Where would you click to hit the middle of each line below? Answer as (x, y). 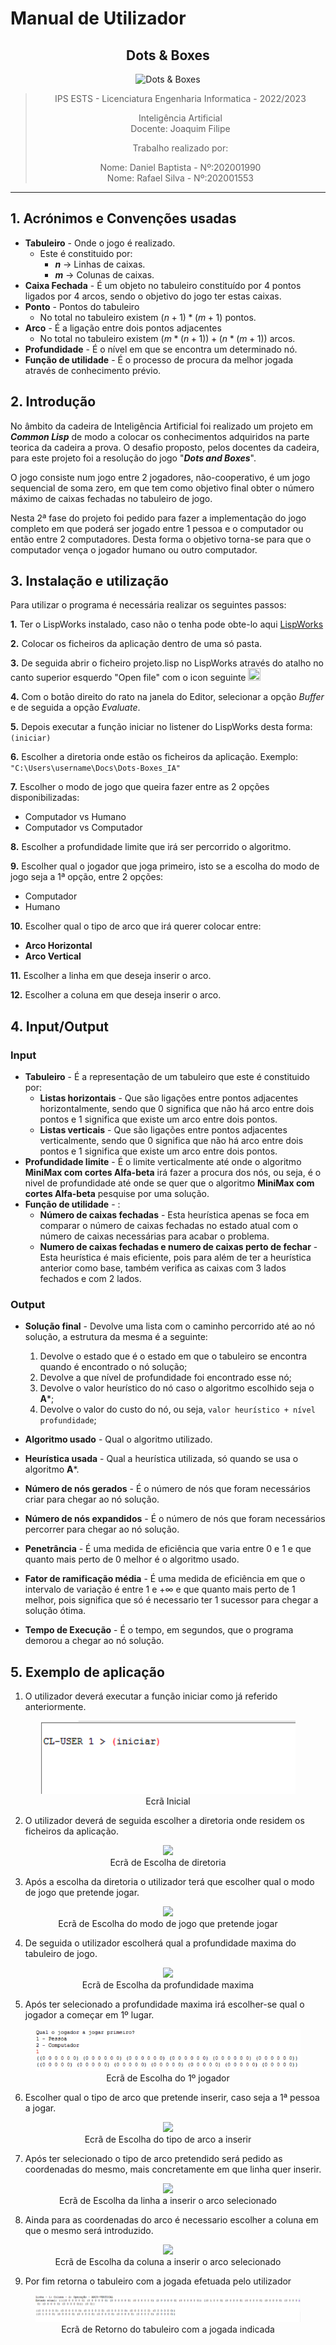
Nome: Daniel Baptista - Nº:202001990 (180, 167)
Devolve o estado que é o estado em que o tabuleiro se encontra (173, 1356)
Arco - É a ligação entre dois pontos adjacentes (123, 328)
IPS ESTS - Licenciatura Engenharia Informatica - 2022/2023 (180, 98)
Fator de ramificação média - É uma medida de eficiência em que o (165, 1579)
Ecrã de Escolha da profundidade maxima (168, 1985)
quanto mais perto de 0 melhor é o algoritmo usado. (132, 1559)
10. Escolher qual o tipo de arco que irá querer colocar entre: (136, 926)
